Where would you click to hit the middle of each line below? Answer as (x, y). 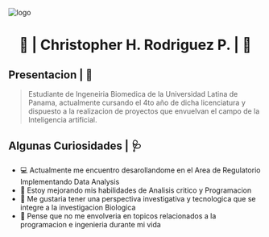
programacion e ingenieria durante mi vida (90, 224)
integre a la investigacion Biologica (78, 207)
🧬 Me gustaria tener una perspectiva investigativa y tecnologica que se (138, 198)
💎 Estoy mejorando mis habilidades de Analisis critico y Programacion (136, 190)
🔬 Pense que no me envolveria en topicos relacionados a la (118, 216)
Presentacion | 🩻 (51, 75)
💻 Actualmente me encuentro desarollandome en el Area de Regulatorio (140, 170)
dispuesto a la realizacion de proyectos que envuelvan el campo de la (144, 111)
